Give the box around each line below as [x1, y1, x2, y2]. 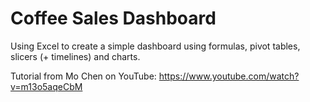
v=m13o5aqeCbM [10, 80, 83, 92]
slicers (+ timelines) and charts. [10, 50, 141, 62]
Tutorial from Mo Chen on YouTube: [10, 70, 157, 82]
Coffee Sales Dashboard [10, 7, 217, 30]
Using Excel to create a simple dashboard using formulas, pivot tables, [10, 40, 301, 52]
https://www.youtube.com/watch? [158, 70, 300, 82]
